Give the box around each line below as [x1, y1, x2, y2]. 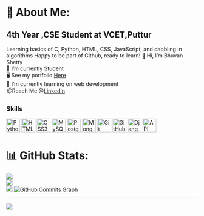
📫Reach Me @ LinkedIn [6, 87, 66, 94]
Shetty [6, 59, 23, 65]
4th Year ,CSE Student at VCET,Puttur [6, 30, 152, 40]
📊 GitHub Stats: [6, 149, 89, 163]
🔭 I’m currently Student [6, 65, 64, 72]
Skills [6, 104, 23, 113]
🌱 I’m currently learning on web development [6, 80, 119, 87]
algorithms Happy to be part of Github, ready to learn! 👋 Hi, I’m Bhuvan [6, 52, 183, 59]
